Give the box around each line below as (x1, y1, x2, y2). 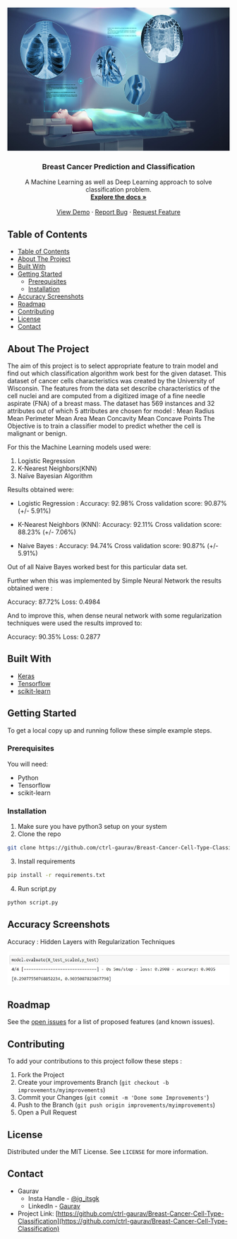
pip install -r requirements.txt (7, 872, 106, 879)
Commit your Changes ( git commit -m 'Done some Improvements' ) (17, 1093, 209, 1102)
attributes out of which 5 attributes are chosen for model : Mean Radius (7, 407, 215, 415)
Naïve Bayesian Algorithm (17, 471, 93, 480)
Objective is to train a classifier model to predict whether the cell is (7, 421, 201, 430)
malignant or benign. (7, 429, 68, 438)
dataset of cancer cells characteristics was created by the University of (7, 376, 215, 385)
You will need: (7, 760, 48, 768)
